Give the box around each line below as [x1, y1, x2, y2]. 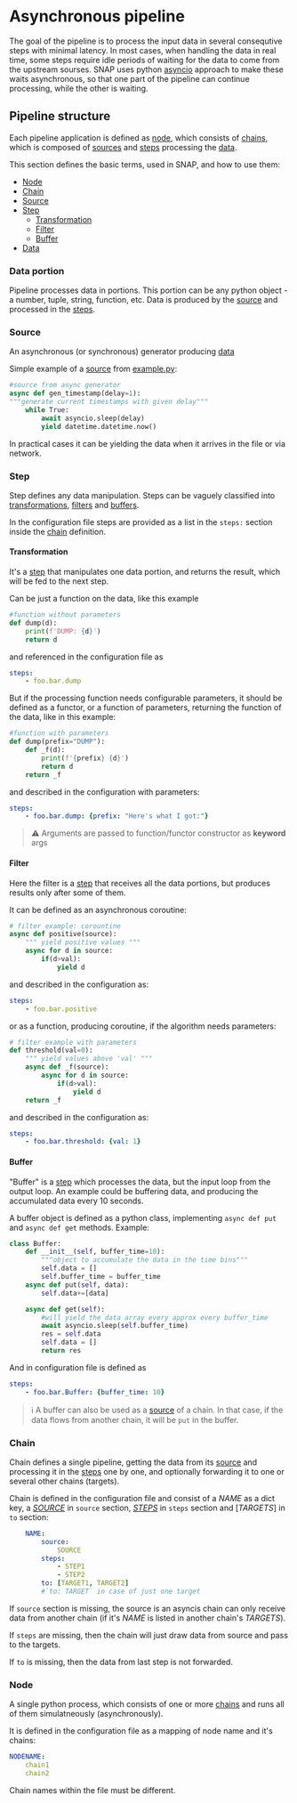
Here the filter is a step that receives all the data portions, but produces [9, 877, 271, 888]
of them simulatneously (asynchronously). [9, 1709, 164, 1719]
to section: [9, 1511, 49, 1523]
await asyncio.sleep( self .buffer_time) [41, 1322, 189, 1330]
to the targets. [9, 1639, 60, 1650]
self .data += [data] [41, 1289, 109, 1298]
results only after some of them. [9, 887, 126, 898]
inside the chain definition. [9, 526, 107, 537]
